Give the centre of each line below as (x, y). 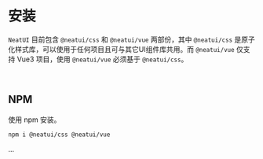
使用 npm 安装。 (35, 120)
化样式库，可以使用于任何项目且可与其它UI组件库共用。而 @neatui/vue (121, 49)
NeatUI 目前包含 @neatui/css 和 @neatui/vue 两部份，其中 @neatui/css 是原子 (131, 39)
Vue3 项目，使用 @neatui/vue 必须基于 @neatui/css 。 (102, 59)
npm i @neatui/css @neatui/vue (59, 135)
